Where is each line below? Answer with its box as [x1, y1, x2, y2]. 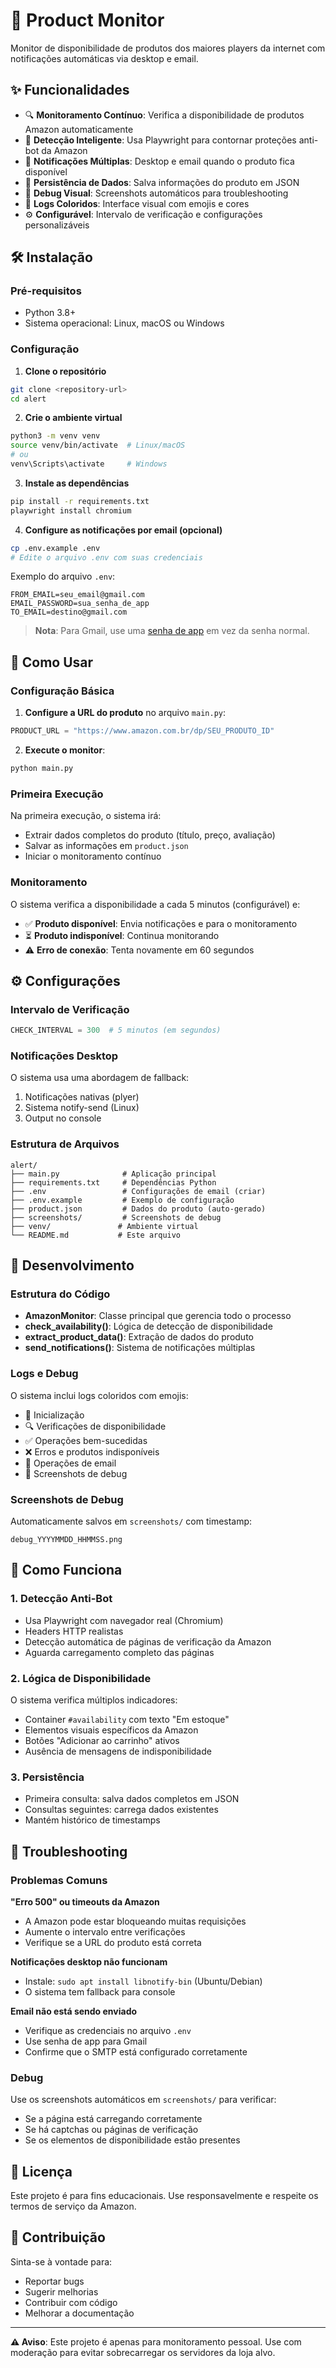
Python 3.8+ [24, 307, 77, 319]
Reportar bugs [24, 2275, 85, 2287]
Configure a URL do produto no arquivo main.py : [24, 707, 227, 719]
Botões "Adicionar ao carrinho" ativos [24, 1734, 180, 1746]
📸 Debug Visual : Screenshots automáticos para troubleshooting [24, 187, 289, 199]
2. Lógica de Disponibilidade [10, 1671, 152, 1685]
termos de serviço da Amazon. [10, 2200, 137, 2213]
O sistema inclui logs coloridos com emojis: [10, 1389, 189, 1401]
